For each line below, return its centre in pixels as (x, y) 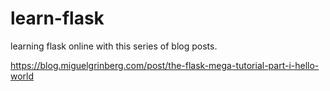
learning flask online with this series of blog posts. (114, 46)
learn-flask (57, 18)
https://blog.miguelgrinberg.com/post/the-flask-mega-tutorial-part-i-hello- (165, 65)
